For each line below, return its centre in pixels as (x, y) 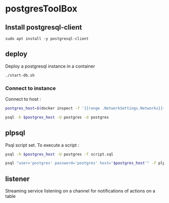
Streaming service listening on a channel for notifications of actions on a (80, 191)
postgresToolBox (41, 9)
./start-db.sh (20, 75)
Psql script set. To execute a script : (42, 145)
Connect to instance (31, 88)
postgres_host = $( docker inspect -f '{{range (53, 108)
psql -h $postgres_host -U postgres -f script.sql (59, 154)
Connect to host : (23, 99)
